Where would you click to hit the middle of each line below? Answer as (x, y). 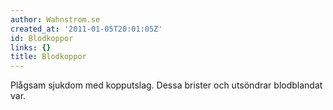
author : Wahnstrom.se (55, 19)
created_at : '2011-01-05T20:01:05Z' (86, 29)
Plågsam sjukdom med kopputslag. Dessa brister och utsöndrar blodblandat (166, 85)
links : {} (31, 47)
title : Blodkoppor (48, 57)
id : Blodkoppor (42, 38)
